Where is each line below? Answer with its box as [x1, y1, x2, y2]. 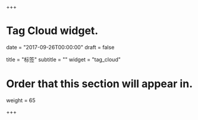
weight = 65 [6, 96, 36, 104]
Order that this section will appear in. [6, 77, 193, 91]
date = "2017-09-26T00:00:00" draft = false [6, 43, 115, 50]
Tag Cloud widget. [6, 24, 99, 37]
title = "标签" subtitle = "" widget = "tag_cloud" [6, 56, 121, 63]
